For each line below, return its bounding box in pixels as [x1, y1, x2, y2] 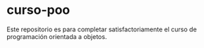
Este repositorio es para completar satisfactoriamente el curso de [6, 25, 197, 33]
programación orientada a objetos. [6, 32, 107, 40]
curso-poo [6, 2, 71, 18]
